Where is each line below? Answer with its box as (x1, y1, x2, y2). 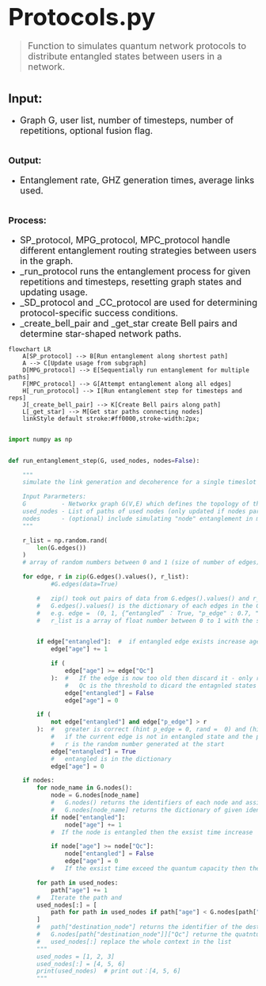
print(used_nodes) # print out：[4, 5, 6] (36, 967, 181, 976)
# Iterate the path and (36, 893, 123, 901)
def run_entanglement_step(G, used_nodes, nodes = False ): (8, 457, 200, 464)
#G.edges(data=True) (50, 580, 119, 588)
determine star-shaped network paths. (19, 327, 182, 339)
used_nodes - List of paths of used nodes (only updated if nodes (22, 507, 246, 515)
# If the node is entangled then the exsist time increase (50, 828, 253, 836)
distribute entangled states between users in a (27, 50, 222, 62)
